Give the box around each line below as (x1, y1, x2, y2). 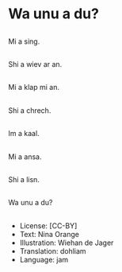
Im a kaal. (8, 129, 40, 138)
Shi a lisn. (8, 174, 40, 184)
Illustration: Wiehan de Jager (19, 238, 114, 247)
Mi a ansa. (8, 152, 42, 161)
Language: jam (19, 255, 69, 264)
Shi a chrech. (8, 105, 51, 115)
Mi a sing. (8, 37, 40, 46)
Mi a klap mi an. (8, 83, 59, 92)
